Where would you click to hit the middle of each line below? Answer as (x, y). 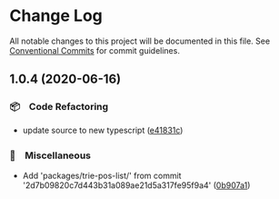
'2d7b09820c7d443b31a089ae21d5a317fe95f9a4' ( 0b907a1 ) (136, 185)
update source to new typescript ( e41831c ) (103, 130)
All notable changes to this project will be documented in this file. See (140, 41)
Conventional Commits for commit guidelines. (95, 50)
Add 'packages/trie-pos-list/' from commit (102, 175)
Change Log (56, 16)
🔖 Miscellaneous (50, 155)
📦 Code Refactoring (59, 107)
